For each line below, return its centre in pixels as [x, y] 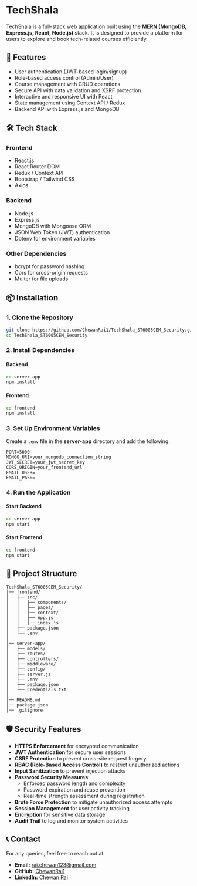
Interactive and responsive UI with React [63, 96]
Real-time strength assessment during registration [84, 796]
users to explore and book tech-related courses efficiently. [77, 39]
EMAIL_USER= [21, 472]
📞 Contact [23, 839]
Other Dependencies [36, 253]
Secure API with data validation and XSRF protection [78, 90]
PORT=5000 [18, 452]
